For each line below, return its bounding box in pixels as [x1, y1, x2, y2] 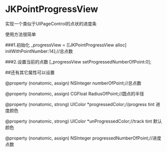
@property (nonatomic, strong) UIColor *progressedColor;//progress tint [5, 101, 155, 107]
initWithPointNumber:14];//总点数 [5, 48, 73, 54]
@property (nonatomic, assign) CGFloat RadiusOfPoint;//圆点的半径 [5, 90, 144, 96]
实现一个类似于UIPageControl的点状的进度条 [5, 20, 97, 26]
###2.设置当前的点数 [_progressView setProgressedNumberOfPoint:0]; [5, 58, 151, 64]
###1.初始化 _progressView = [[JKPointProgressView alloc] [5, 41, 126, 48]
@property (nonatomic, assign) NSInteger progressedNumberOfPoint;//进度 [5, 135, 161, 141]
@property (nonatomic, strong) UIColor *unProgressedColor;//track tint [5, 118, 152, 124]
